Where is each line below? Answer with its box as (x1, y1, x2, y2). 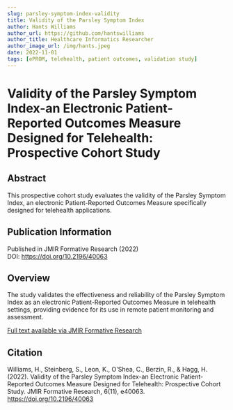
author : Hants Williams (7, 23, 77, 30)
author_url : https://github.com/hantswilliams (7, 29, 145, 37)
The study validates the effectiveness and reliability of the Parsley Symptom (7, 291, 225, 299)
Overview (7, 272, 51, 284)
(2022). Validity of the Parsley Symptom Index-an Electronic (7, 372, 179, 381)
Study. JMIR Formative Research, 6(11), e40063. (7, 388, 145, 396)
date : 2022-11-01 (7, 50, 58, 56)
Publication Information (7, 226, 112, 238)
